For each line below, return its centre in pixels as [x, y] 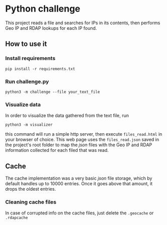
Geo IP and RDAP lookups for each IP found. [51, 28]
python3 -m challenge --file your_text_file [53, 92]
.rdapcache [17, 218]
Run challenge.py [27, 81]
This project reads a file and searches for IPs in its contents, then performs [83, 23]
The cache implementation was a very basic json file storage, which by [79, 178]
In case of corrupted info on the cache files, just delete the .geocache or [79, 213]
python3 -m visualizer [29, 125]
